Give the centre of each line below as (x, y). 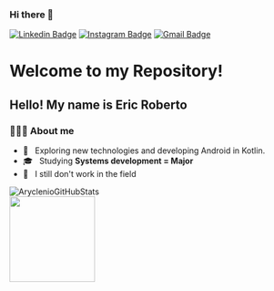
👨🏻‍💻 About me (42, 130)
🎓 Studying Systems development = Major (108, 161)
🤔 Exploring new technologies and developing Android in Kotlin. (144, 151)
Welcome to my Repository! (116, 71)
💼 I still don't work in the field (79, 174)
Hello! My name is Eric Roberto (99, 104)
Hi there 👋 (32, 15)
